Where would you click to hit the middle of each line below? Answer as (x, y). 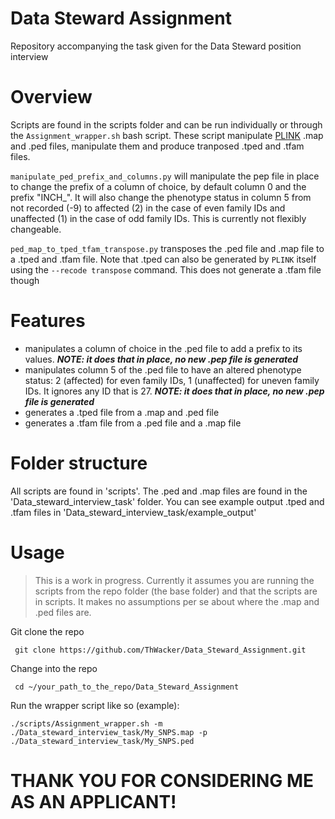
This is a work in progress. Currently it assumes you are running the (174, 580)
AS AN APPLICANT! (93, 801)
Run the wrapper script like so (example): (95, 705)
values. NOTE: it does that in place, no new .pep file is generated (161, 359)
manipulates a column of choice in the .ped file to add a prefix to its (163, 348)
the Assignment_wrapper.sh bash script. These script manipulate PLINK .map (167, 135)
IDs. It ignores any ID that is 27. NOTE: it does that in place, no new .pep (174, 391)
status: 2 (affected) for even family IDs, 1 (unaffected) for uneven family (172, 380)
